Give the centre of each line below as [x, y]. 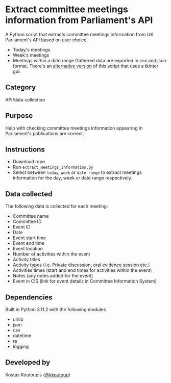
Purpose [19, 116]
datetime [22, 336]
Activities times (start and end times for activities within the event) [82, 270]
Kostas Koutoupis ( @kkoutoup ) [38, 375]
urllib [18, 319]
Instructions [25, 149]
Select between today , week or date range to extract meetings [77, 172]
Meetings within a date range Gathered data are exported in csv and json [89, 60]
